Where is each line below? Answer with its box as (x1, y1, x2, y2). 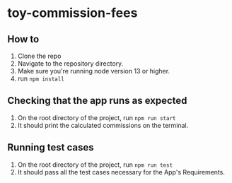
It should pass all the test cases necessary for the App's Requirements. (17, 167, 225, 176)
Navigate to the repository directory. (17, 59, 124, 68)
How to (7, 33, 40, 45)
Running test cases (7, 141, 94, 153)
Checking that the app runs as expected (7, 95, 187, 107)
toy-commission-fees (7, 5, 138, 21)
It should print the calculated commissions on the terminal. (17, 121, 189, 129)
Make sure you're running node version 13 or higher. (17, 67, 170, 75)
